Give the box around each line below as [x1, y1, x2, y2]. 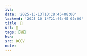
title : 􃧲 [5, 20, 23, 26]
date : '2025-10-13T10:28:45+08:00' [5, 12, 77, 17]
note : [5, 43, 16, 48]
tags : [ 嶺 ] [5, 30, 27, 35]
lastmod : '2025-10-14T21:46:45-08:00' [5, 16, 84, 21]
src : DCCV [5, 39, 25, 44]
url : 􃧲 [5, 25, 18, 30]
